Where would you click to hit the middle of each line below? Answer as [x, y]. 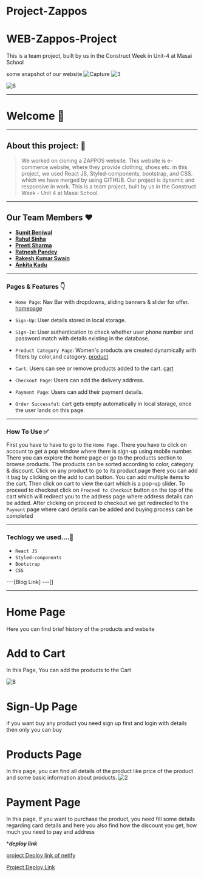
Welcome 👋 [36, 116]
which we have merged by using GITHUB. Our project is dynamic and [108, 180]
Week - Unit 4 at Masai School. [60, 193]
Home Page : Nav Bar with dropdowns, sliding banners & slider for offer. [102, 301]
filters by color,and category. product [62, 356]
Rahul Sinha [31, 239]
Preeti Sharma [33, 245]
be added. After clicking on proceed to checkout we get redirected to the [98, 503]
